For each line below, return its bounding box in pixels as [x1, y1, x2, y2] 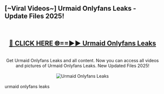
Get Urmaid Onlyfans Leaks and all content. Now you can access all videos [6, 57, 159, 63]
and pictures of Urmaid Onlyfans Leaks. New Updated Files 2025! [15, 63, 150, 69]
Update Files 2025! [4, 12, 65, 21]
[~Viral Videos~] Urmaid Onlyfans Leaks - [4, 4, 136, 13]
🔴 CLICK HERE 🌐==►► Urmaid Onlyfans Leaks [8, 39, 157, 47]
